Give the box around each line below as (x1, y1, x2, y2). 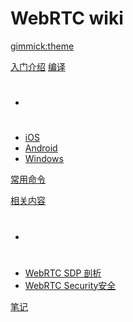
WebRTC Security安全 (24, 279, 117, 291)
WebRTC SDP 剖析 (24, 267, 102, 279)
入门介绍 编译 (10, 60, 66, 72)
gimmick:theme (10, 40, 75, 52)
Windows (24, 153, 64, 165)
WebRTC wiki (10, 7, 124, 30)
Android (24, 142, 58, 154)
